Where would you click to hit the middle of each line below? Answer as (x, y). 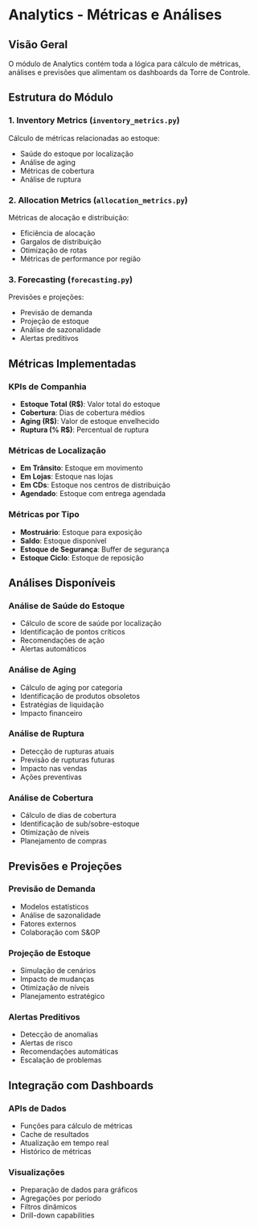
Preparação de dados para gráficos (79, 1190)
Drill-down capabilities (57, 1215)
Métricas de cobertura (57, 170)
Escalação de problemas (61, 1060)
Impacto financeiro (51, 713)
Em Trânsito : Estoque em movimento (81, 468)
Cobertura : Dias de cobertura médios (82, 413)
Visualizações (37, 1173)
